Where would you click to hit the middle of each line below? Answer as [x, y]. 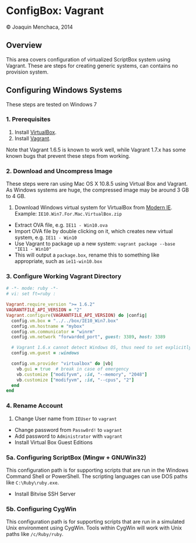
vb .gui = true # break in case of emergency [73, 369]
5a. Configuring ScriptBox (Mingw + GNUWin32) [76, 457]
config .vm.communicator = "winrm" [53, 331]
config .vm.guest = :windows [45, 353]
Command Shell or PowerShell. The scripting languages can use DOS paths [97, 476]
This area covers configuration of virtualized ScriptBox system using [88, 59]
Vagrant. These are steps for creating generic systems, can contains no [92, 65]
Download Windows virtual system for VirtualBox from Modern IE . [93, 207]
